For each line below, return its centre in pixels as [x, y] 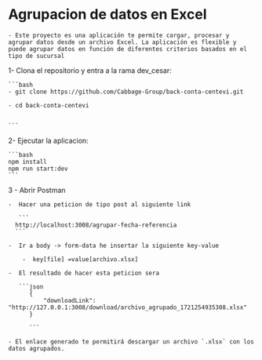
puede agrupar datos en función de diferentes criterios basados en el [127, 49]
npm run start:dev [38, 169]
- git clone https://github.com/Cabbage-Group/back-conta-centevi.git [126, 92]
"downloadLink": [69, 300]
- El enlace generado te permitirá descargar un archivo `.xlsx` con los [131, 342]
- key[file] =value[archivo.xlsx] [80, 259]
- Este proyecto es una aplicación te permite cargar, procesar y [119, 35]
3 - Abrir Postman [37, 190]
